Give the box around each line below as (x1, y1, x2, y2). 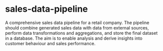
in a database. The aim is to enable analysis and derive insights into (5, 35, 143, 41)
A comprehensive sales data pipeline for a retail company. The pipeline (5, 20, 150, 25)
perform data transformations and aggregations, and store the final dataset (5, 30, 158, 36)
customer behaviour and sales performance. (5, 40, 96, 46)
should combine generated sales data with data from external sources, (5, 25, 149, 30)
